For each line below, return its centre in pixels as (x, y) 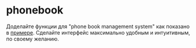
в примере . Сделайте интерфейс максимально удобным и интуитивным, (98, 32)
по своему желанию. (32, 39)
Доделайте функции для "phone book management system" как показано (98, 26)
